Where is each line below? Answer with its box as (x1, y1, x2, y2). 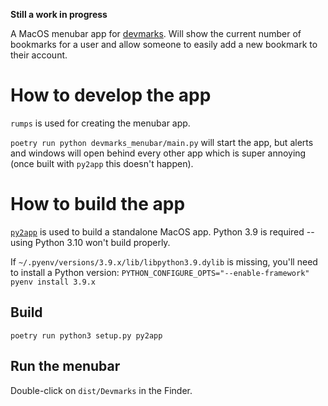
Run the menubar (10, 358, 121, 375)
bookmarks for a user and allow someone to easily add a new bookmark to (10, 39, 318, 50)
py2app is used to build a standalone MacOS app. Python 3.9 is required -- (10, 225, 315, 238)
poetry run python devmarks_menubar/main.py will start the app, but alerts (10, 136, 314, 148)
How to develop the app (10, 84, 212, 107)
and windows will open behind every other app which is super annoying (10, 147, 307, 159)
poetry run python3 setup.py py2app (10, 330, 163, 341)
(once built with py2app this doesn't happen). (10, 157, 194, 169)
